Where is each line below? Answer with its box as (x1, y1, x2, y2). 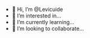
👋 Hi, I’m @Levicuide (11, 6, 63, 13)
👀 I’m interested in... (11, 12, 61, 19)
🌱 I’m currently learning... (11, 19, 74, 25)
